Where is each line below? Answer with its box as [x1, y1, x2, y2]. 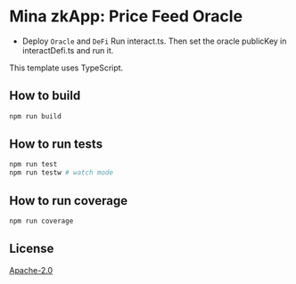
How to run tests [9, 136, 103, 152]
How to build [9, 88, 81, 103]
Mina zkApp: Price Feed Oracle [9, 6, 243, 27]
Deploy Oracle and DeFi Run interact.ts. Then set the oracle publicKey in [21, 36, 287, 46]
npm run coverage [9, 216, 74, 225]
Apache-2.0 [9, 264, 53, 275]
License [9, 241, 54, 256]
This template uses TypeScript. [9, 62, 124, 73]
